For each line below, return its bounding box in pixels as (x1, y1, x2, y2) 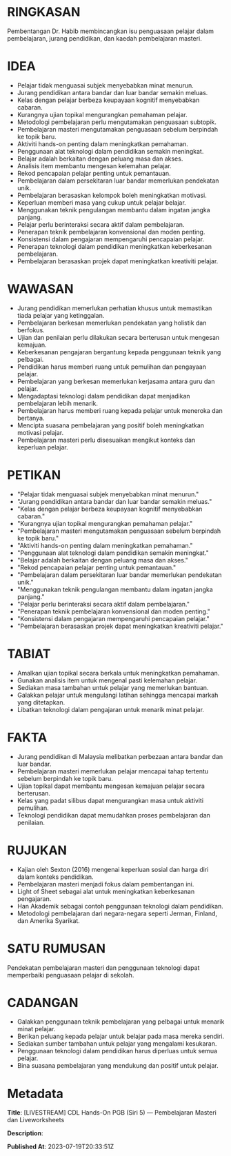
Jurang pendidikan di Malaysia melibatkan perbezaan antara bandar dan (17, 752, 223, 760)
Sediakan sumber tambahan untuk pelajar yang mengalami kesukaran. (17, 1040, 217, 1048)
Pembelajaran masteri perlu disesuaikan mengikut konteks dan (17, 436, 196, 444)
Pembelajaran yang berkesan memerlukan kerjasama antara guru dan (17, 377, 215, 385)
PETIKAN (7, 467, 61, 483)
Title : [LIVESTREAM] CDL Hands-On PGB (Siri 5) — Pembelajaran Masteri (7, 1108, 217, 1117)
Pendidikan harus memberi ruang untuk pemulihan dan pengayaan (17, 363, 207, 371)
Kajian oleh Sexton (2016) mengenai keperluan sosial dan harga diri (17, 865, 209, 873)
